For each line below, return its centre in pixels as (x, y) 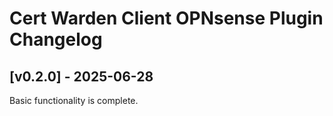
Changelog (56, 39)
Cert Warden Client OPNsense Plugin (166, 18)
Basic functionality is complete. (74, 100)
